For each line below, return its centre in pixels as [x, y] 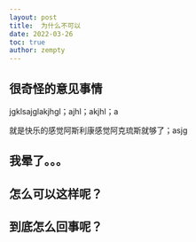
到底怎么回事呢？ [56, 227]
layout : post [33, 17]
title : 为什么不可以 [45, 26]
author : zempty [37, 51]
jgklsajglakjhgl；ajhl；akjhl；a [64, 111]
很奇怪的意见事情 [56, 88]
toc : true [27, 42]
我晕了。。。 [39, 161]
